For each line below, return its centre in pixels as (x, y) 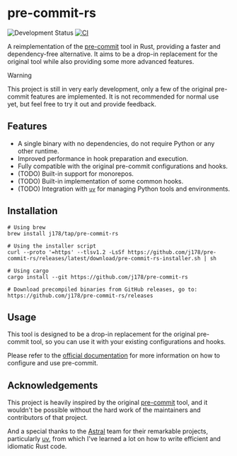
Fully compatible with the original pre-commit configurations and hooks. (123, 166)
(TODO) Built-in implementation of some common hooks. (100, 181)
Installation (33, 211)
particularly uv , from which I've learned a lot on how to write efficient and (114, 439)
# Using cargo (28, 271)
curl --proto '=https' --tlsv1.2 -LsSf (66, 252)
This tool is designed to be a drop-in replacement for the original (102, 334)
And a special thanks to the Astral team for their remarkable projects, (108, 431)
